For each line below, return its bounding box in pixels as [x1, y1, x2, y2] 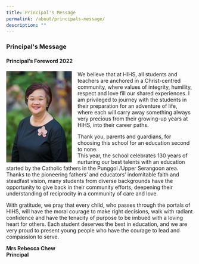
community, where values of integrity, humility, [77, 83, 192, 91]
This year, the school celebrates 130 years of [77, 152, 188, 159]
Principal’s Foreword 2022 [6, 57, 73, 64]
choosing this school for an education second [77, 139, 190, 146]
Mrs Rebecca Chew [6, 244, 55, 251]
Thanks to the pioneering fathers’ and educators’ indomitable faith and [6, 170, 180, 178]
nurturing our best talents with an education [77, 158, 185, 165]
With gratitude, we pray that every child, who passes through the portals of [6, 201, 191, 209]
